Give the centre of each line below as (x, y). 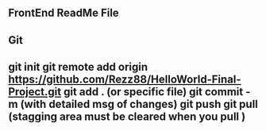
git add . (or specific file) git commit (153, 92)
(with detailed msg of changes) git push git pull (139, 104)
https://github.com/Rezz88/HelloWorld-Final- (125, 80)
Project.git (35, 92)
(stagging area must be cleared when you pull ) (127, 117)
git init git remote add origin (78, 67)
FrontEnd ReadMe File (64, 13)
